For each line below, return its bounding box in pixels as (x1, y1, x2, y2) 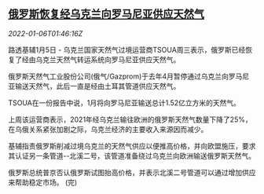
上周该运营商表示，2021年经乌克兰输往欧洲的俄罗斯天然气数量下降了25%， (8, 115, 253, 124)
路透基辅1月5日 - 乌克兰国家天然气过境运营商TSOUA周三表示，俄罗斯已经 (8, 45, 246, 54)
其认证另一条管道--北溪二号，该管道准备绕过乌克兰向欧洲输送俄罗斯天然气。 (8, 151, 255, 160)
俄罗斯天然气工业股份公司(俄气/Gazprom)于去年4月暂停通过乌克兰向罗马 (8, 71, 243, 81)
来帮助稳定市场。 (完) (8, 178, 78, 187)
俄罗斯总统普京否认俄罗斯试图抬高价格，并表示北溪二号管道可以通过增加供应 (8, 167, 256, 177)
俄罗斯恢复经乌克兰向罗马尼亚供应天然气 (8, 7, 204, 21)
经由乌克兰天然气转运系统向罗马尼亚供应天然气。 (21, 54, 181, 64)
